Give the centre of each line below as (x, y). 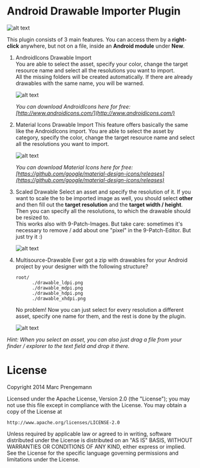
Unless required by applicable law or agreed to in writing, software (89, 434)
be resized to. (32, 217)
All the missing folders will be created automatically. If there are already (104, 77)
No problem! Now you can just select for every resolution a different (99, 309)
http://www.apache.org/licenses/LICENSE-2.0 (63, 422)
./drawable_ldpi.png (57, 283)
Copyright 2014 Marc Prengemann (50, 387)
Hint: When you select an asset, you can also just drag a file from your (94, 340)
